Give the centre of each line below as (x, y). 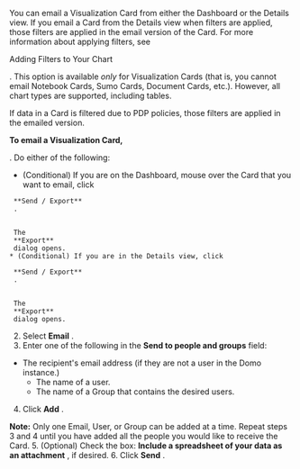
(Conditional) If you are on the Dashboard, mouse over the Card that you (157, 175)
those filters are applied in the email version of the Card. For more (132, 32)
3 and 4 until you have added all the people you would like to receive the (144, 436)
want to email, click (58, 185)
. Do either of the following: (60, 158)
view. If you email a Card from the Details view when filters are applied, (141, 23)
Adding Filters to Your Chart (61, 59)
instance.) (41, 372)
